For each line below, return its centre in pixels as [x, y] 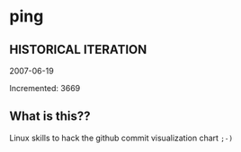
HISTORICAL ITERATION [78, 50]
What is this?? [50, 117]
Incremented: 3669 [45, 88]
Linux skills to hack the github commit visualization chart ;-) [121, 138]
